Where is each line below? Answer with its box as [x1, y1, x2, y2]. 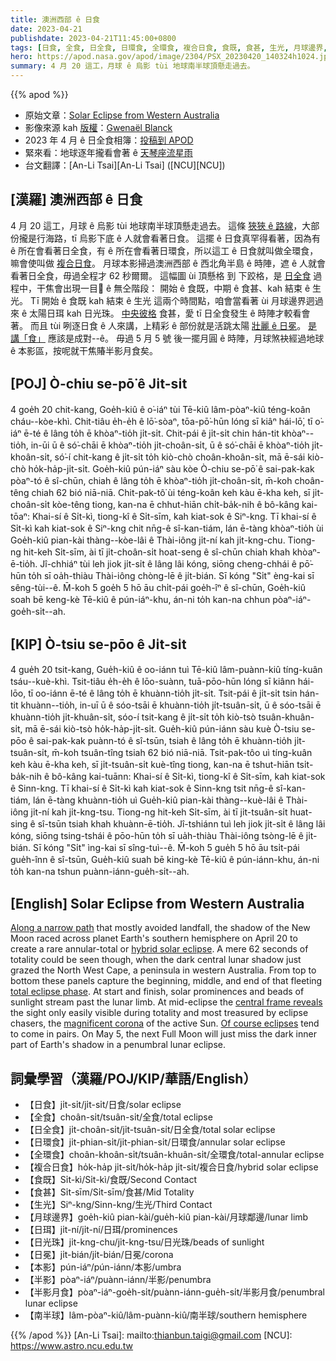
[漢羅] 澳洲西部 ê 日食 [10, 191, 143, 208]
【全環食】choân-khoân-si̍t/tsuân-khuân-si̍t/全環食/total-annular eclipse [24, 1149, 325, 1161]
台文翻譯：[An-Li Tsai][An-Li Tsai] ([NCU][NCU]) [24, 159, 226, 171]
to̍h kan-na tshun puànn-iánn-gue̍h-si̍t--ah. [10, 866, 190, 878]
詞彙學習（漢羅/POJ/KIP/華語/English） [10, 1070, 257, 1087]
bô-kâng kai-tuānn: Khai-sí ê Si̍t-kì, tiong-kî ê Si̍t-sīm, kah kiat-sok [51, 771, 326, 783]
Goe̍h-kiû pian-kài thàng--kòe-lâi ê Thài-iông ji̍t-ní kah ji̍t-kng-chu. [10, 534, 286, 546]
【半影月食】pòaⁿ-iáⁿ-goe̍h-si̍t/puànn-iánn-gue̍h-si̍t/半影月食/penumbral [24, 1286, 326, 1298]
